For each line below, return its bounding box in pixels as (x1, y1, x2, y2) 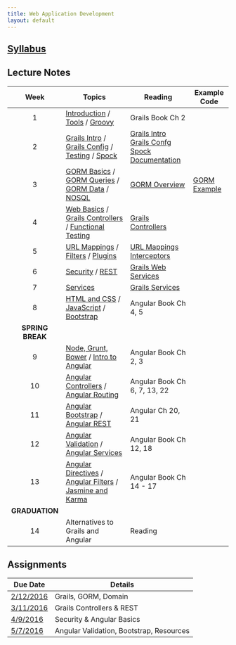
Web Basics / (65, 204, 109, 214)
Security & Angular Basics (55, 614, 140, 624)
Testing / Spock (65, 151, 118, 160)
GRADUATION (11, 506, 59, 516)
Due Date (13, 580, 46, 589)
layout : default (7, 17, 55, 24)
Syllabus (7, 43, 47, 55)
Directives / (65, 468, 104, 478)
